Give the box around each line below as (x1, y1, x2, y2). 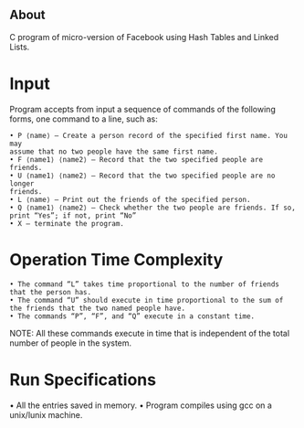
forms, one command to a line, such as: (9, 113, 158, 124)
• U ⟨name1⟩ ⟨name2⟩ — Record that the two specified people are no (9, 171, 276, 180)
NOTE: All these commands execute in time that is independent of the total (9, 327, 290, 338)
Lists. (9, 41, 30, 52)
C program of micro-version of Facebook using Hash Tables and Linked (9, 31, 279, 42)
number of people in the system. (9, 337, 132, 348)
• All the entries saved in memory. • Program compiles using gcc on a (9, 400, 272, 411)
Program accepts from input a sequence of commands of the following (9, 103, 276, 114)
